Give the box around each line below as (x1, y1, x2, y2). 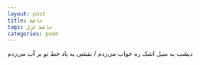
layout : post (7, 10, 46, 18)
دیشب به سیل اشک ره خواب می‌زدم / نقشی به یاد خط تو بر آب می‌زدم (7, 49, 193, 58)
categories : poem (7, 30, 59, 37)
